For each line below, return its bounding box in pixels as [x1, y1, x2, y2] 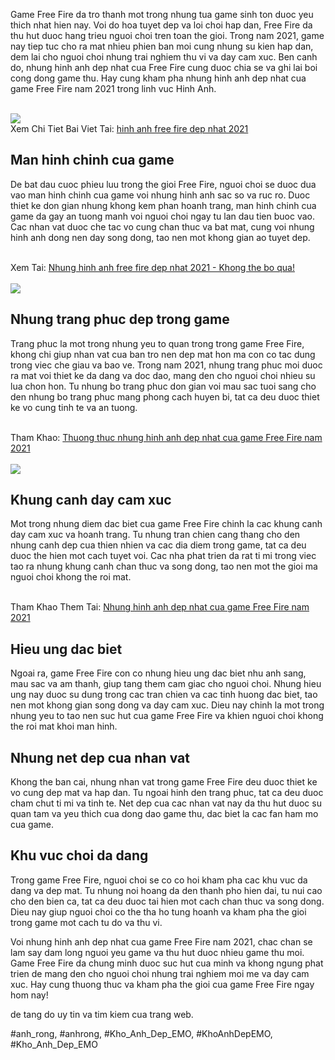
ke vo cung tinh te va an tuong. [10, 401, 138, 413]
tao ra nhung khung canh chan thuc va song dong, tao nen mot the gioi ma [10, 560, 318, 573]
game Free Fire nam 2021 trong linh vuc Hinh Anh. [10, 83, 217, 94]
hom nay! [10, 989, 49, 1001]
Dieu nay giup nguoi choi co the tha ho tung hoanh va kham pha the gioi [10, 905, 307, 918]
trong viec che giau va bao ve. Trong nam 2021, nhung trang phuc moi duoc [10, 359, 323, 371]
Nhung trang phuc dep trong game [10, 311, 230, 328]
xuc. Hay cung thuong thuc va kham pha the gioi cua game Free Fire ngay [10, 978, 315, 990]
